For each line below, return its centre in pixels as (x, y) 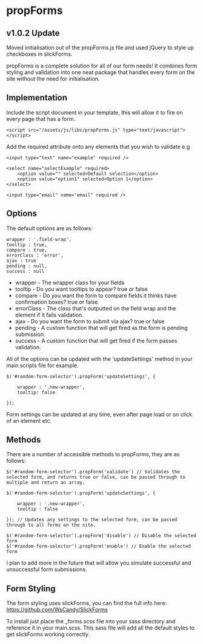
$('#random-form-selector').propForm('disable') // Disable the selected (101, 536)
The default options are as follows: (49, 228)
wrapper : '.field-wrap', (39, 239)
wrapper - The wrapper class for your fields (70, 283)
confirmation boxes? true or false (56, 302)
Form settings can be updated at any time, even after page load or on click (99, 414)
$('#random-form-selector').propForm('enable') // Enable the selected (98, 546)
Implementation (37, 98)
